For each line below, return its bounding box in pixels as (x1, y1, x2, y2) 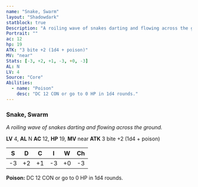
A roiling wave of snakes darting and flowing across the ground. (6, 124, 163, 131)
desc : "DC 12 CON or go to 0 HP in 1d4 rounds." (16, 91, 138, 97)
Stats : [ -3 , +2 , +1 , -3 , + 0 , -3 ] (6, 58, 88, 64)
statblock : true (6, 19, 46, 25)
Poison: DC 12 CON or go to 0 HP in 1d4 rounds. (6, 175, 124, 182)
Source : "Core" (6, 74, 44, 80)
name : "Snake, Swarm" (6, 8, 60, 15)
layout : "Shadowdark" (6, 14, 60, 20)
